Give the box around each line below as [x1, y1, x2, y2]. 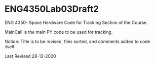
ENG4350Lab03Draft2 [4, 3, 99, 15]
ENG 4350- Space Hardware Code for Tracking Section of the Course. [4, 20, 148, 25]
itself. [4, 43, 16, 49]
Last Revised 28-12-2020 [4, 53, 56, 59]
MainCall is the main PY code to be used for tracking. [4, 29, 113, 35]
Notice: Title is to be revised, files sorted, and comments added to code [4, 38, 151, 44]
